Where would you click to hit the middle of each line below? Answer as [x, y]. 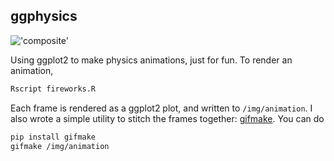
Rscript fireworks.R [53, 89]
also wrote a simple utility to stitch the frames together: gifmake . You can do [167, 118]
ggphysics [44, 16]
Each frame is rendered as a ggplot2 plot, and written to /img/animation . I [161, 108]
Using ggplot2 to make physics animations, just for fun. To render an [151, 60]
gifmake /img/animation [60, 146]
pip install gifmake [53, 137]
